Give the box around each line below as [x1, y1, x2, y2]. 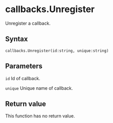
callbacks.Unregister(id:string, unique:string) [5, 48, 109, 53]
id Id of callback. [5, 75, 41, 81]
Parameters [5, 62, 43, 71]
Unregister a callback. [5, 20, 51, 26]
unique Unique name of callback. [5, 85, 73, 91]
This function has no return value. [5, 113, 75, 119]
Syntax [5, 35, 28, 43]
